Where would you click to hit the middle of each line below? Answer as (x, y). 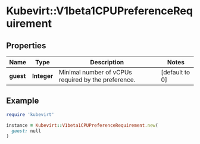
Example (23, 101)
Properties (26, 46)
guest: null (26, 131)
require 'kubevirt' (30, 114)
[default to (175, 72)
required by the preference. (97, 80)
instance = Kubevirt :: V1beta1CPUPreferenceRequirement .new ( (82, 125)
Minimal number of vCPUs (95, 72)
